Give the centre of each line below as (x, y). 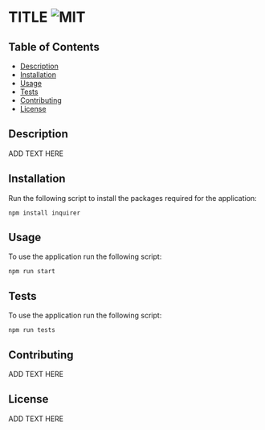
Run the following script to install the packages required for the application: (132, 198)
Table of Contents (54, 47)
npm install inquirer (45, 213)
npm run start (32, 272)
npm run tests (32, 330)
